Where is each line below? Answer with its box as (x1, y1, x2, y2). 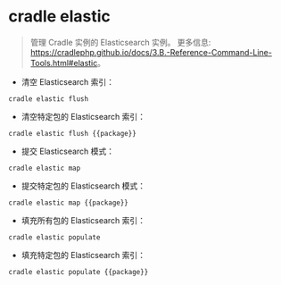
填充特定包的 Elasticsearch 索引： (21, 249, 146, 260)
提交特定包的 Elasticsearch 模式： (21, 180, 146, 191)
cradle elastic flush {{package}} (8, 129, 137, 138)
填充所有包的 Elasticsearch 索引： (21, 214, 146, 225)
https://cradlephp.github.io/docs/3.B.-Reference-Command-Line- (29, 46, 273, 57)
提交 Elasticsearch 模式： (21, 146, 115, 156)
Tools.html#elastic (29, 57, 98, 68)
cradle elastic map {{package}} (8, 198, 128, 207)
